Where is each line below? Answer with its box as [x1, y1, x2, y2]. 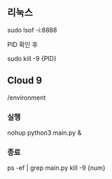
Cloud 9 [7, 74, 43, 86]
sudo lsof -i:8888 [7, 25, 57, 34]
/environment [7, 93, 46, 102]
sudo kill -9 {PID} [7, 54, 57, 62]
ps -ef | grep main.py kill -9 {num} [7, 164, 106, 172]
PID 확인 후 [7, 40, 38, 48]
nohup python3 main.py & [7, 128, 82, 137]
